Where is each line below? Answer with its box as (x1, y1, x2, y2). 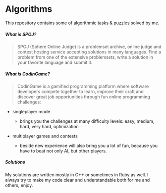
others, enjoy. (5, 182, 33, 188)
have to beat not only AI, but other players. (19, 147, 107, 154)
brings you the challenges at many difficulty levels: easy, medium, (19, 118, 155, 124)
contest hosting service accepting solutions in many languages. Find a (17, 48, 162, 55)
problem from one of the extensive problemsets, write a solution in (17, 54, 154, 60)
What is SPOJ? (5, 31, 37, 37)
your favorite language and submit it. (17, 59, 93, 65)
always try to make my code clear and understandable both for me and (5, 177, 150, 183)
